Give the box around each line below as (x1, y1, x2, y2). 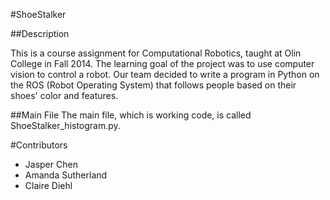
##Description (10, 28, 70, 39)
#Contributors (10, 139, 68, 151)
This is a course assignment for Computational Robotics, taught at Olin (10, 47, 302, 59)
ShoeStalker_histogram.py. (10, 120, 121, 131)
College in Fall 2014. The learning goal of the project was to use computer (10, 58, 315, 69)
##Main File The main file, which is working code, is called (10, 109, 252, 121)
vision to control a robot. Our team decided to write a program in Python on (10, 69, 320, 80)
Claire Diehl (24, 180, 73, 191)
